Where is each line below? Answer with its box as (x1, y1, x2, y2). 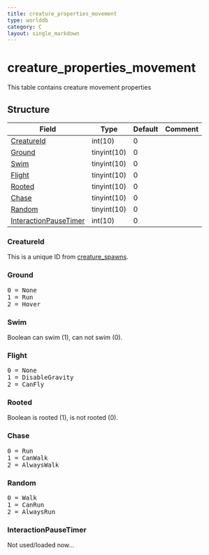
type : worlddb (7, 17, 49, 24)
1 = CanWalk (7, 453, 48, 462)
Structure (7, 103, 50, 116)
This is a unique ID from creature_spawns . (7, 253, 129, 261)
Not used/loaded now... (7, 541, 75, 549)
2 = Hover (7, 300, 41, 308)
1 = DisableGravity (7, 374, 74, 382)
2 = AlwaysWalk (7, 460, 59, 469)
